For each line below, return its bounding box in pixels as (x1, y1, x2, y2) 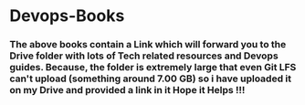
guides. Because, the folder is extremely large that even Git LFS (9, 61, 297, 74)
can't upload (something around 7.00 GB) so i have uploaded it (9, 72, 292, 85)
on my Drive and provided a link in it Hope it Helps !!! (9, 84, 246, 97)
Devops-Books (9, 5, 125, 26)
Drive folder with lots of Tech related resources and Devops (9, 49, 279, 62)
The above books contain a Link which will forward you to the (9, 38, 287, 51)
